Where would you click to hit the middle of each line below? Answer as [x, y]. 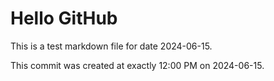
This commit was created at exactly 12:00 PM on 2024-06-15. [137, 65]
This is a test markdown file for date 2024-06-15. [111, 46]
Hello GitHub [64, 18]
